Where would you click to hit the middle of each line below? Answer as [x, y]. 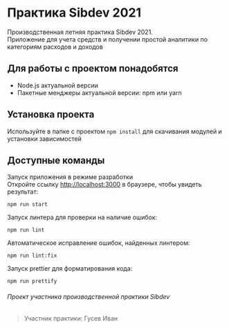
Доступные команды [56, 160]
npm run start [28, 205]
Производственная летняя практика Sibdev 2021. [80, 32]
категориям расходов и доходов [55, 47]
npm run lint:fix [32, 256]
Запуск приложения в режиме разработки [70, 177]
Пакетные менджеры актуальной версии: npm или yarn [99, 92]
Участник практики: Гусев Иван [71, 318]
